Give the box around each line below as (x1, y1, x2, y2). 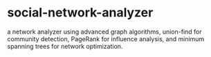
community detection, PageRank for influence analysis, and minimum (7, 34, 205, 43)
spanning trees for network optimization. (7, 42, 123, 50)
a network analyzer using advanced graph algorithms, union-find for (7, 27, 202, 36)
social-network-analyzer (7, 5, 154, 21)
